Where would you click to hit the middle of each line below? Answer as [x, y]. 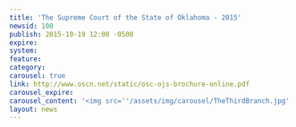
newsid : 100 [31, 26]
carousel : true [38, 76]
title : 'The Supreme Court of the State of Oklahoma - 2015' [126, 17]
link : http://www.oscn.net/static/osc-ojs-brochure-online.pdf [130, 84]
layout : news [34, 109]
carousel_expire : [42, 92]
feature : [25, 59]
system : [24, 51]
